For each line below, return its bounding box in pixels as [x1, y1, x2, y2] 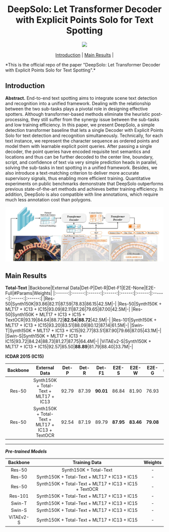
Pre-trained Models [5, 448, 47, 454]
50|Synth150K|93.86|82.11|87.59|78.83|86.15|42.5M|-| [5, 301, 117, 307]
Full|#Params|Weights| [5, 290, 52, 296]
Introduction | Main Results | [55, 52, 114, 58]
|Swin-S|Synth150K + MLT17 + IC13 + [5, 333, 82, 339]
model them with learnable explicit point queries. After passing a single [5, 143, 152, 149]
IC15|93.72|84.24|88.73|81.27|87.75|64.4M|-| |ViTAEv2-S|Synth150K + [5, 338, 152, 344]
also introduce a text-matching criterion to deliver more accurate [5, 170, 139, 176]
